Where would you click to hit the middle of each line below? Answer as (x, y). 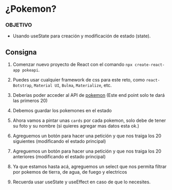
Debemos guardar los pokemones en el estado (62, 111)
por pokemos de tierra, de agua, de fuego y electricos (70, 172)
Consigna (21, 52)
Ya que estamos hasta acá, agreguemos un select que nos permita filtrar (90, 166)
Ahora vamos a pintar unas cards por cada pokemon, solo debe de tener (89, 120)
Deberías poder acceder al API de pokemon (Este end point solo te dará (89, 95)
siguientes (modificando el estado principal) (59, 141)
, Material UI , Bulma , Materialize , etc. (72, 86)
